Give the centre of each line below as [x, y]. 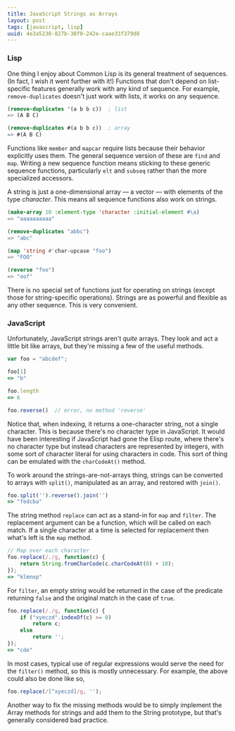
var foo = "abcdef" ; [38, 359]
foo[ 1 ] [17, 372]
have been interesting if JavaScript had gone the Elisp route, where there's [116, 438]
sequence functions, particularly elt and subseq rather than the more [107, 171]
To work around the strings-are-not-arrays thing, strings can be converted [115, 475]
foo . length [23, 391]
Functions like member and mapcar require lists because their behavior [106, 148]
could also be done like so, [46, 678]
